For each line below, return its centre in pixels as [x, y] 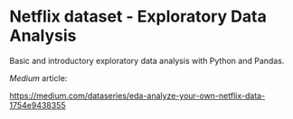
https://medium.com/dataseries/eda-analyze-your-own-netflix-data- [137, 96]
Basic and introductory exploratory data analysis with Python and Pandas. [147, 60]
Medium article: [38, 78]
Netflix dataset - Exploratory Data [138, 17]
